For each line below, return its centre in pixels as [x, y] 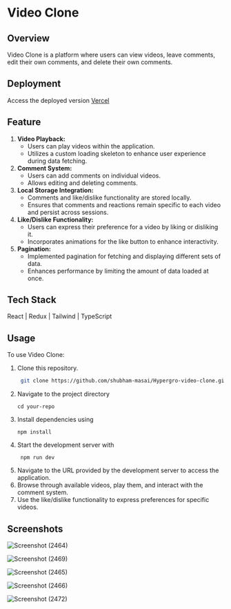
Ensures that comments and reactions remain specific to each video [124, 204]
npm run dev [38, 458]
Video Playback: [41, 139]
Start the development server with [66, 445]
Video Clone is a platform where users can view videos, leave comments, [111, 55]
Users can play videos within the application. [91, 146]
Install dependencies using [55, 420]
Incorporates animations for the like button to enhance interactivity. [123, 241]
